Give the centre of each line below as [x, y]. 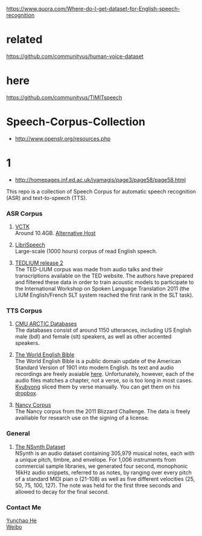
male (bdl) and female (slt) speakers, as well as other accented [93, 337]
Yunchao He [22, 520]
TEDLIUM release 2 [39, 263]
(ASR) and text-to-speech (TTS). [47, 198]
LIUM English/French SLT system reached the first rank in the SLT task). [104, 295]
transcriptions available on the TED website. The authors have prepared [104, 276]
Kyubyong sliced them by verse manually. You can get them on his [97, 387]
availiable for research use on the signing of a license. [82, 418]
